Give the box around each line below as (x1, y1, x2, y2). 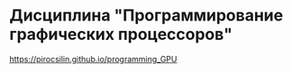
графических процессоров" (9, 24, 233, 45)
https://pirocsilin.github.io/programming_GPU (9, 53, 178, 64)
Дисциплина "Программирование (9, 5, 284, 26)
